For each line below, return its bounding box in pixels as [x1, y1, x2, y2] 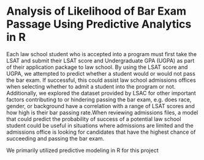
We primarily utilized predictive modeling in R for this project [6, 147, 159, 154]
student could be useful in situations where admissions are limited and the [6, 122, 194, 129]
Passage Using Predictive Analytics [6, 17, 192, 31]
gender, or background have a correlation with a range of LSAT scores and [6, 102, 195, 109]
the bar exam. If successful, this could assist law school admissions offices [6, 76, 196, 84]
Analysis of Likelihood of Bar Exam [6, 4, 187, 18]
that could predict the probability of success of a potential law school [6, 115, 181, 123]
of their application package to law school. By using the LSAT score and [6, 63, 188, 71]
